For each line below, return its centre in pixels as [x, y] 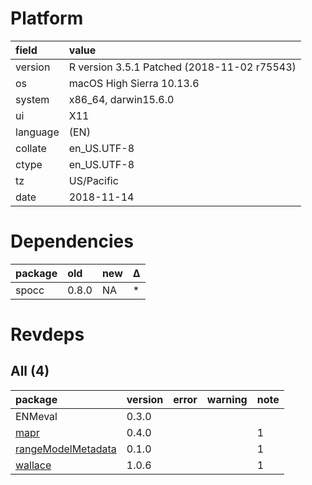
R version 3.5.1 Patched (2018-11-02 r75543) [182, 67]
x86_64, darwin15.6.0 [121, 99]
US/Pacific [93, 180]
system [32, 99]
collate [31, 148]
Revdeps [47, 334]
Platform [47, 18]
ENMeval [36, 416]
